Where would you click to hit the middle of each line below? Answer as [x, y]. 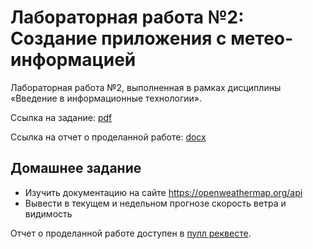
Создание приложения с [118, 38]
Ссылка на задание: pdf [61, 117]
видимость [48, 213]
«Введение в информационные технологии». [106, 98]
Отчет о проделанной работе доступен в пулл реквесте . [131, 233]
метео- [262, 38]
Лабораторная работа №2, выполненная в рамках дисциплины [146, 87]
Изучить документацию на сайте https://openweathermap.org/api [163, 192]
